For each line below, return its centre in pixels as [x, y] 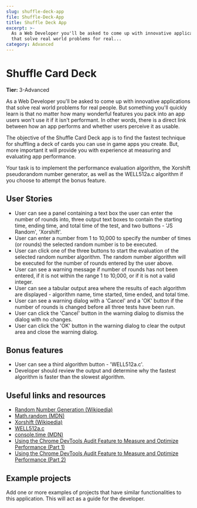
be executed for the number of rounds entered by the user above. [94, 263]
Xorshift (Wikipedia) [38, 422]
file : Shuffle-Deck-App [35, 17]
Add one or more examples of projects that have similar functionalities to [94, 493]
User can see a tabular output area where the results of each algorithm [100, 288]
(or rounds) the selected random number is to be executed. [86, 244]
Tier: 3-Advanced [28, 89]
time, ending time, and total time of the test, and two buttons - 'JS [94, 225]
